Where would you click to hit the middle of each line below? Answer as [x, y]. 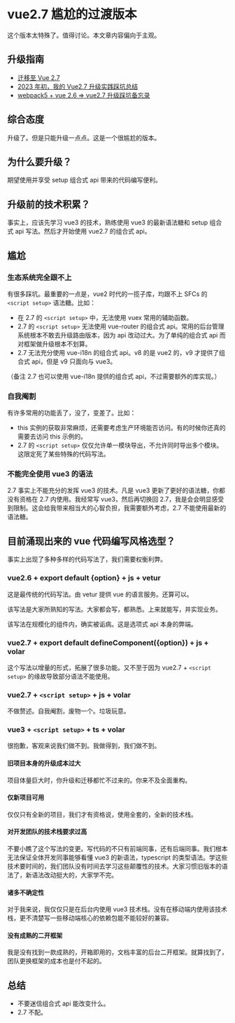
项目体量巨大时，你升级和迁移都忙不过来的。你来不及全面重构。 [99, 780]
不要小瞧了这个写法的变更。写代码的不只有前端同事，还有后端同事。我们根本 [117, 849]
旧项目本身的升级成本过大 [44, 763]
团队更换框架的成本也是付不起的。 [56, 961]
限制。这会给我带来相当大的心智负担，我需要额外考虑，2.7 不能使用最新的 [120, 508]
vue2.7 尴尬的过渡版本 [72, 14]
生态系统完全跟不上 [40, 277]
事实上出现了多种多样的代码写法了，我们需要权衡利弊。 [87, 559]
